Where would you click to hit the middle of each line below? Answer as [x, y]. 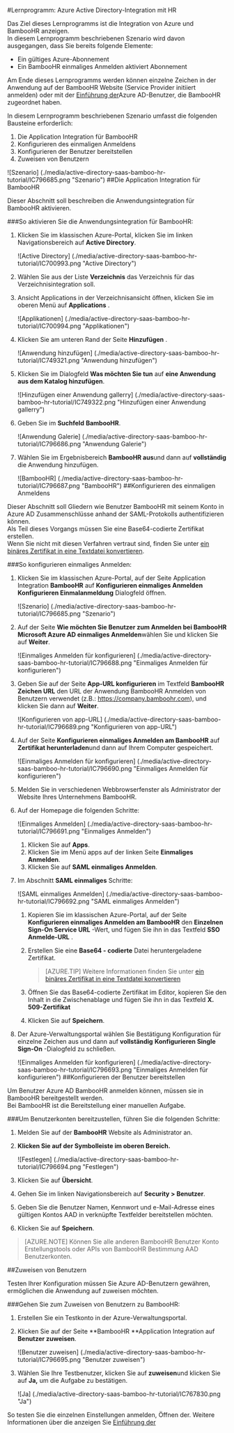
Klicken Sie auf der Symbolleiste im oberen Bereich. [94, 1146]
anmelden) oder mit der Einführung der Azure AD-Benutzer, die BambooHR [114, 95]
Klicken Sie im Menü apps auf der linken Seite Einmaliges [110, 852]
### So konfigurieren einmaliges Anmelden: [70, 564]
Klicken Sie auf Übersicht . [55, 1180]
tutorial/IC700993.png [49, 263]
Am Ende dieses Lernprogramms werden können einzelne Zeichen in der [112, 80]
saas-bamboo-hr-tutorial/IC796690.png [75, 768]
